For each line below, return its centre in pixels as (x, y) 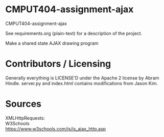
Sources (24, 104)
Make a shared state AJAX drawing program (52, 43)
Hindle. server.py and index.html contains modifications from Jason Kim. (82, 83)
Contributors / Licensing (58, 64)
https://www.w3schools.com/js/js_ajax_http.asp (56, 129)
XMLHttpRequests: (25, 118)
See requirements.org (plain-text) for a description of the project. (74, 33)
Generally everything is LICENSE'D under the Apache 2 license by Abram (82, 78)
